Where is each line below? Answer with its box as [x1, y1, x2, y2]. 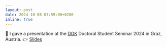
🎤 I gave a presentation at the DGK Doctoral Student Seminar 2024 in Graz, [5, 31, 162, 37]
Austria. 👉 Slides [5, 36, 42, 42]
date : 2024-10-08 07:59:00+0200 [5, 12, 74, 17]
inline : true [5, 17, 33, 22]
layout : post [5, 7, 33, 13]
